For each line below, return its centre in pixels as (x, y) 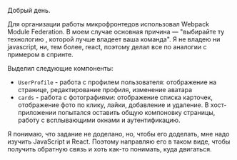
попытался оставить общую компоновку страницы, (136, 112)
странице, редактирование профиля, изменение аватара (105, 90)
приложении (37, 112)
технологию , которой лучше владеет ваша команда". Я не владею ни (114, 39)
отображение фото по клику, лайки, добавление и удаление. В (113, 105)
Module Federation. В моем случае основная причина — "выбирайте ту (116, 32)
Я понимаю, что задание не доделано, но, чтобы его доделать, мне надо (118, 134)
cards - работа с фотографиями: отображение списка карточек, (115, 97)
